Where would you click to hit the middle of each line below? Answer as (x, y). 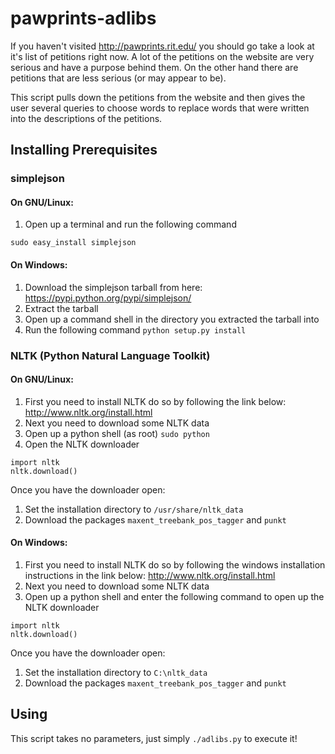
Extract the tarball (61, 308)
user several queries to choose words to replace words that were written (160, 108)
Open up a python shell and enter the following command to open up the (174, 596)
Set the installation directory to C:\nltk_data (116, 672)
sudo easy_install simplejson (73, 243)
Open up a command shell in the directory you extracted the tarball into (172, 319)
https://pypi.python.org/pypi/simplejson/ (108, 298)
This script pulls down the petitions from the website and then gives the (158, 97)
